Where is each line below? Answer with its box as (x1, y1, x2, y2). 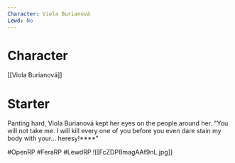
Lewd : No (7, 17, 33, 24)
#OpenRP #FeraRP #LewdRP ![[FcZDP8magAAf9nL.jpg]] (7, 148, 173, 157)
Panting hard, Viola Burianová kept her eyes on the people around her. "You (7, 119, 229, 128)
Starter (7, 96, 50, 112)
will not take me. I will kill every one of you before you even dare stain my (7, 127, 222, 135)
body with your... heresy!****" (7, 134, 99, 142)
